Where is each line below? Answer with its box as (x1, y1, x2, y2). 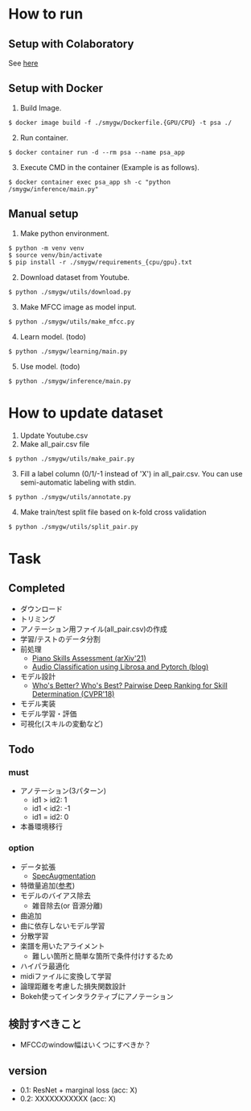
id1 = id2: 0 (31, 812, 69, 822)
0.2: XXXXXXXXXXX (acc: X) (19, 1094, 117, 1104)
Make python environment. (19, 228, 110, 238)
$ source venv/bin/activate (8, 251, 103, 259)
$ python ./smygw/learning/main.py (8, 347, 128, 356)
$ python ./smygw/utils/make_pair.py (8, 455, 135, 463)
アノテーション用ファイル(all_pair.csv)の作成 (19, 624, 167, 634)
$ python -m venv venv (8, 243, 84, 252)
